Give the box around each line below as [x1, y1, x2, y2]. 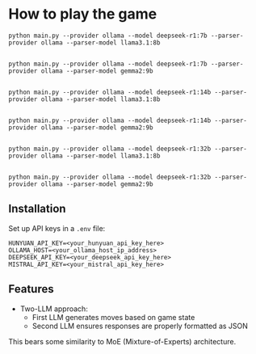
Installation [8, 202, 66, 216]
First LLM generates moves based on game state [31, 312, 195, 322]
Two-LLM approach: [19, 304, 89, 314]
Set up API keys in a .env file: [8, 223, 106, 233]
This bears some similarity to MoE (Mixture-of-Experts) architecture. [8, 336, 237, 346]
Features [8, 282, 54, 296]
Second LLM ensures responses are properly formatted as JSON [31, 321, 249, 331]
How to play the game [8, 5, 157, 23]
